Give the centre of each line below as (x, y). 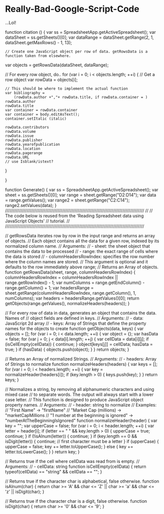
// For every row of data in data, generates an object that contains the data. (81, 313)
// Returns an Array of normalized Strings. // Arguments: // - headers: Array (81, 359)
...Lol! (11, 23)
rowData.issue (20, 136)
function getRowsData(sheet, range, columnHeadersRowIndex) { (70, 272)
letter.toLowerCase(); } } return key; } (42, 452)
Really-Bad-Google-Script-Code (72, 9)
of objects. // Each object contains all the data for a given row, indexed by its (82, 241)
